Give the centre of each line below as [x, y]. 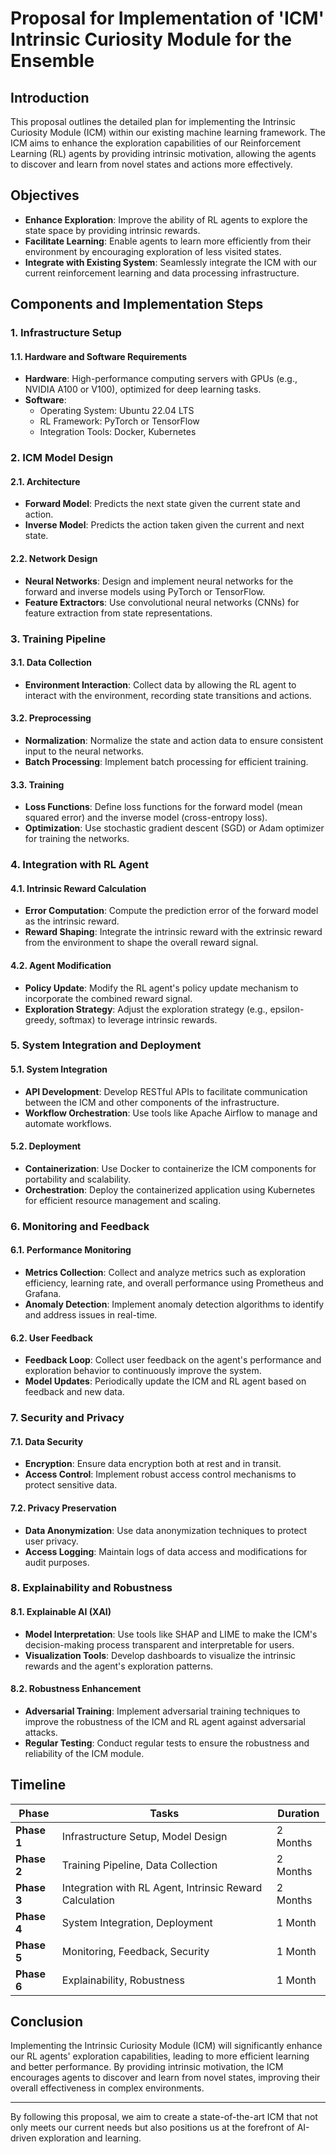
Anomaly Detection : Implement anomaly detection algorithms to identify [174, 1304]
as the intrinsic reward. [72, 921]
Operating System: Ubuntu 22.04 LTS [117, 411]
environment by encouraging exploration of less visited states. [153, 251]
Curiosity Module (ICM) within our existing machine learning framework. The [168, 132]
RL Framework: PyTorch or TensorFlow [119, 421]
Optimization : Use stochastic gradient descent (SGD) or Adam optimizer [174, 828]
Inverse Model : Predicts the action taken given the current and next [164, 525]
